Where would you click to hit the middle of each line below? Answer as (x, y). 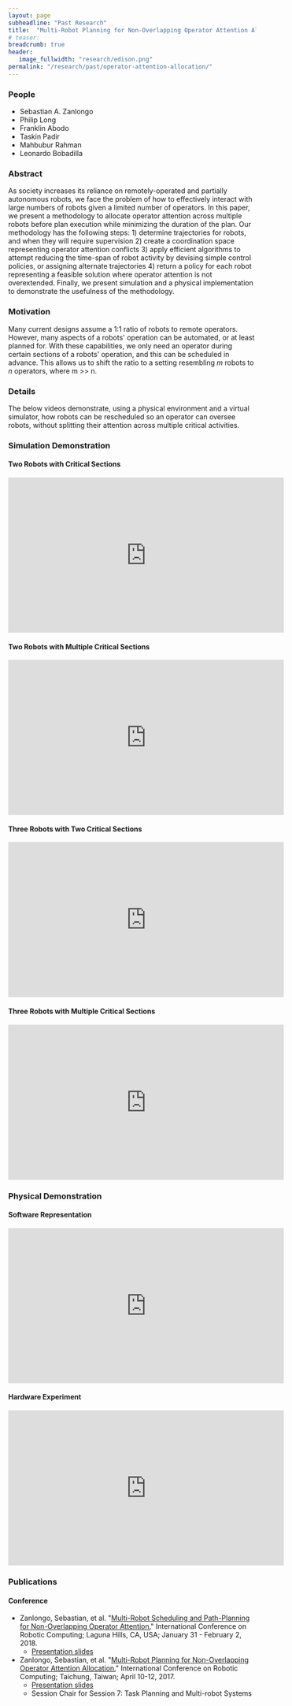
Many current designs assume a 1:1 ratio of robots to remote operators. (123, 329)
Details (22, 391)
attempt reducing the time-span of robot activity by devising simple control (130, 258)
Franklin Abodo (44, 128)
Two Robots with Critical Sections (65, 464)
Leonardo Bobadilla (51, 154)
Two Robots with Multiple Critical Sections (79, 646)
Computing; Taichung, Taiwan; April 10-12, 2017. (97, 1677)
